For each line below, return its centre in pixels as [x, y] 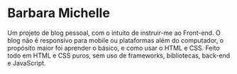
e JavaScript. [27, 63]
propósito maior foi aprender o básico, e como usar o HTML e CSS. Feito [114, 48]
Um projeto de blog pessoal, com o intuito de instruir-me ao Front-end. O [114, 33]
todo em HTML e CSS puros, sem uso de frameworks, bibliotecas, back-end [119, 55]
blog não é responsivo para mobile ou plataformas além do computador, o [116, 40]
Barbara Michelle [59, 13]
